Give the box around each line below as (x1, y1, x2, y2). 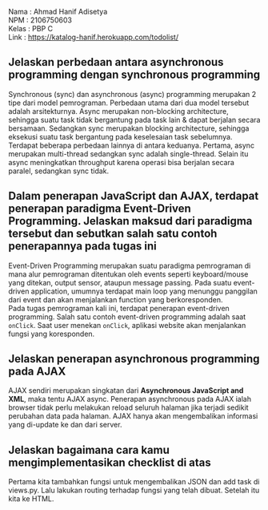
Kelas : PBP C (8, 24, 54, 33)
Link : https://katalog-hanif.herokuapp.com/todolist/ (8, 32, 178, 42)
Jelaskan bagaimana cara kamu (8, 443, 170, 456)
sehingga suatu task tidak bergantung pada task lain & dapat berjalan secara (8, 115, 261, 124)
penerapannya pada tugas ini (8, 240, 158, 253)
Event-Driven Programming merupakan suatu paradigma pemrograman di (8, 261, 251, 270)
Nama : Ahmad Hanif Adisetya (8, 7, 108, 16)
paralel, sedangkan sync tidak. (8, 166, 110, 176)
